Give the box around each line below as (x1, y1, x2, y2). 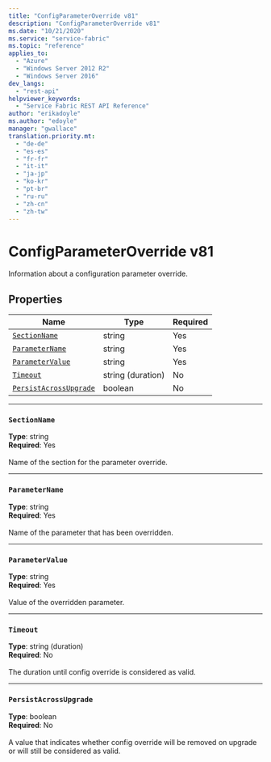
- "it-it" (15, 163, 48, 171)
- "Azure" (15, 57, 48, 66)
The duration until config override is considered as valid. (8, 667, 196, 677)
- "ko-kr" (15, 177, 48, 186)
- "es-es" (15, 147, 48, 155)
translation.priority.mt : (8, 132, 95, 140)
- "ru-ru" (15, 192, 48, 201)
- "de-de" (15, 139, 48, 148)
